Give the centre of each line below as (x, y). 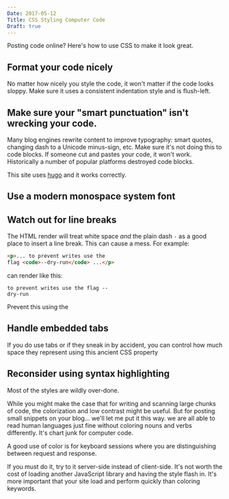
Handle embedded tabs (58, 329)
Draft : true (24, 26)
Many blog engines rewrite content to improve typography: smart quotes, (110, 140)
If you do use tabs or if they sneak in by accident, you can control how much (115, 345)
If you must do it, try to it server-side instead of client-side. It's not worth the (115, 466)
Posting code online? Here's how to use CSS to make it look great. (100, 46)
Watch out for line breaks (62, 220)
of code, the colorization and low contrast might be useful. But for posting (111, 411)
